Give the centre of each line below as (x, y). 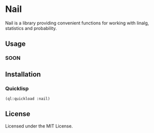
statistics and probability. (31, 28)
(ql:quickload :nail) (28, 99)
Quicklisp (17, 88)
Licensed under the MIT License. (39, 126)
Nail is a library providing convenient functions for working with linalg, (77, 23)
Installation (23, 74)
